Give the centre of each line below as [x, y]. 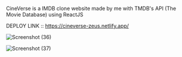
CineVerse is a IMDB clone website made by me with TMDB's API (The [91, 8]
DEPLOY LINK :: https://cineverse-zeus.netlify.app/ [68, 26]
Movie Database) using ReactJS [45, 15]
